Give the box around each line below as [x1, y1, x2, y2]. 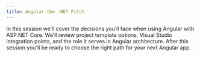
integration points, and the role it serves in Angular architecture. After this [6, 37, 189, 45]
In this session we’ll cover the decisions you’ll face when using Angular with [6, 25, 195, 32]
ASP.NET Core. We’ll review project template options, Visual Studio [6, 31, 173, 39]
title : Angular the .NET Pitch [6, 8, 85, 15]
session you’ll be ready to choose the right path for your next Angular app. [6, 44, 192, 51]
